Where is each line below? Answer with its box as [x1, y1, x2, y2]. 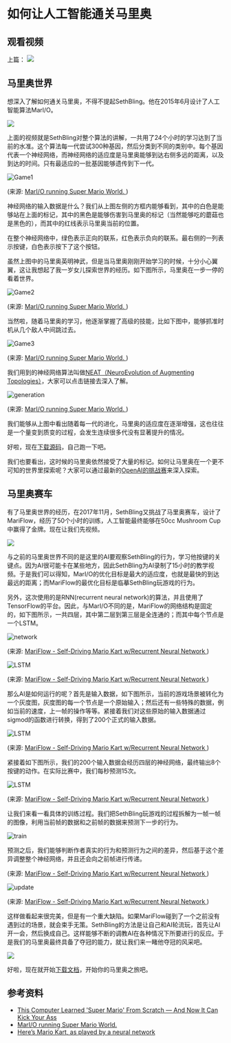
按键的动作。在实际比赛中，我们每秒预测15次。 [7, 767, 140, 775]
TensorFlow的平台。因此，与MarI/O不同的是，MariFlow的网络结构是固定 [7, 601, 212, 610]
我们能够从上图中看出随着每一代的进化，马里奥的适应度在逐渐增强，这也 [7, 419, 212, 427]
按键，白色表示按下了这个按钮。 [12, 242, 104, 250]
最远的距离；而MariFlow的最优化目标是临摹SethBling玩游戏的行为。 [7, 578, 199, 587]
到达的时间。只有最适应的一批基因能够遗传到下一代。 [7, 159, 158, 168]
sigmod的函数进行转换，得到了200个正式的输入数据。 [7, 715, 160, 724]
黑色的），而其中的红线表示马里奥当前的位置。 [12, 219, 143, 227]
